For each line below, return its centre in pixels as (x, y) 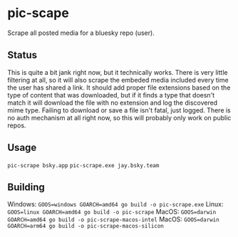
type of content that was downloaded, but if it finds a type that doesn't (111, 95)
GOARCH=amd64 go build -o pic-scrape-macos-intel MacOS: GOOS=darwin (113, 219)
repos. (17, 125)
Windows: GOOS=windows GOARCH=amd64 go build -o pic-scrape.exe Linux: (115, 204)
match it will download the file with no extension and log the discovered (113, 102)
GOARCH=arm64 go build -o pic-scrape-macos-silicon (86, 226)
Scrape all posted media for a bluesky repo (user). (81, 33)
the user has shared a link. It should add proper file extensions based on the (119, 88)
